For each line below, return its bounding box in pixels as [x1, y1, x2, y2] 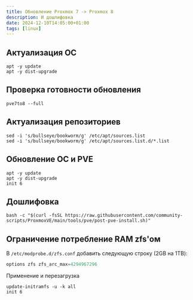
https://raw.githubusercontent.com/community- [65, 213, 183, 219]
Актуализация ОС [6, 47, 77, 57]
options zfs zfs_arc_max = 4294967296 [6, 261, 97, 268]
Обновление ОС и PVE [6, 154, 94, 164]
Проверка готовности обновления [6, 85, 142, 95]
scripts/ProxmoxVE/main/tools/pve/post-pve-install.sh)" [6, 218, 151, 224]
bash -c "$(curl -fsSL [6, 213, 63, 219]
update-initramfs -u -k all [6, 284, 76, 290]
